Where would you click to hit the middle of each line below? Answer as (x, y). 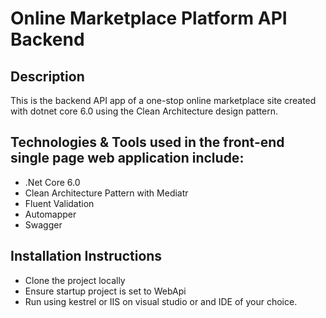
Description (47, 76)
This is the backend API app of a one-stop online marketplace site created (163, 100)
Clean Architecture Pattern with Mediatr (106, 193)
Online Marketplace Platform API (149, 18)
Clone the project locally (75, 280)
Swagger (43, 224)
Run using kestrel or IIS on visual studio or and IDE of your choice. (161, 301)
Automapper (50, 214)
